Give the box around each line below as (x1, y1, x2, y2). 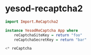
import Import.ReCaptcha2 (5, 19, 58, 24)
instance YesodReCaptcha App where (5, 28, 78, 33)
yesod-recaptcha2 (5, 3, 83, 14)
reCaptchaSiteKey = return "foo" (14, 32, 83, 37)
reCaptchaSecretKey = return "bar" (14, 37, 87, 42)
